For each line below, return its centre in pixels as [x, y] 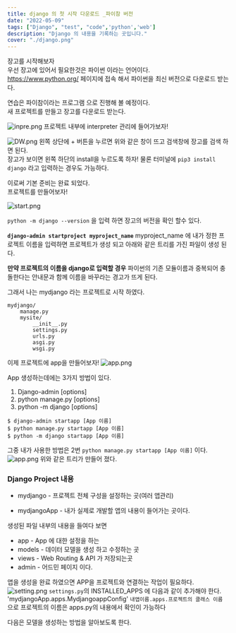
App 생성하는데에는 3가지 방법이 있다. [59, 378]
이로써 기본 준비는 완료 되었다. [49, 183]
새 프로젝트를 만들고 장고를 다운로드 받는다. [67, 112]
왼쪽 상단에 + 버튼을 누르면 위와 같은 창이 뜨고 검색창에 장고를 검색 [130, 141]
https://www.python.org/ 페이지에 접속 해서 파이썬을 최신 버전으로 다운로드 [112, 79]
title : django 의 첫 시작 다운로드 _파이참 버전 [70, 14]
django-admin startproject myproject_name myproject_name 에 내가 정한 [112, 236]
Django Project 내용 [41, 479]
